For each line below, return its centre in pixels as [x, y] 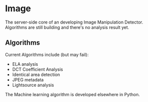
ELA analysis [25, 64]
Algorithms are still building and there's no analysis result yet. [67, 27]
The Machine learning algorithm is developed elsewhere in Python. [73, 94]
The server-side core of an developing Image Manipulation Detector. [74, 22]
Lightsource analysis [33, 85]
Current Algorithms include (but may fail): [47, 54]
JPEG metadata [28, 79]
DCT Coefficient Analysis [37, 69]
